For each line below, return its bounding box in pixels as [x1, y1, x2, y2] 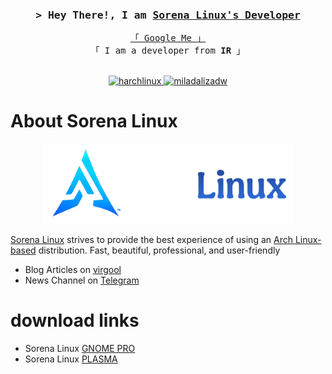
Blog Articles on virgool [24, 264, 122, 276]
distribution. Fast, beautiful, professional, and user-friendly [38, 244, 281, 257]
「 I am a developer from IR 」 [90, 45, 246, 57]
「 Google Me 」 [129, 33, 207, 44]
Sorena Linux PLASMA [24, 353, 118, 365]
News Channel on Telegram [24, 274, 140, 287]
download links [10, 309, 140, 332]
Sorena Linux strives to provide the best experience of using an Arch [10, 234, 293, 246]
